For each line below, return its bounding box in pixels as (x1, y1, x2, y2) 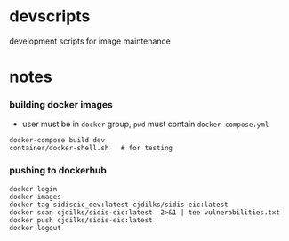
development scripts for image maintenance (9, 36, 171, 46)
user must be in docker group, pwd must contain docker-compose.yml (21, 118, 269, 130)
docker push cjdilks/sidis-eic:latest (9, 215, 153, 224)
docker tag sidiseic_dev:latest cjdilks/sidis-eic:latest (9, 200, 229, 209)
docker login (9, 184, 58, 193)
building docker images (9, 99, 113, 111)
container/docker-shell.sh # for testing (9, 144, 173, 153)
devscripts (9, 6, 91, 27)
